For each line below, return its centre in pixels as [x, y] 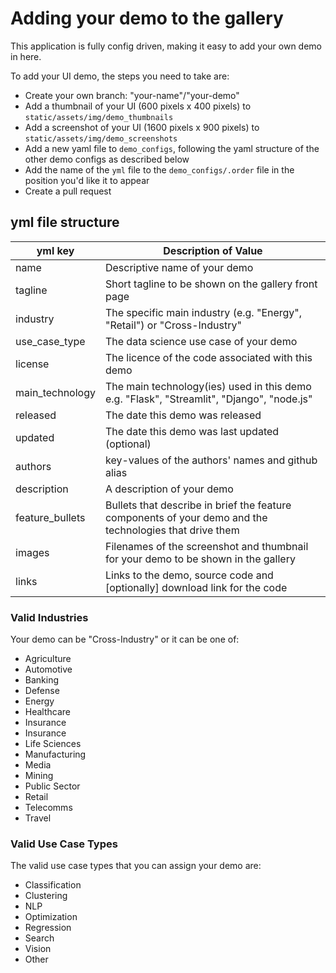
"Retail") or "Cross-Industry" [173, 325]
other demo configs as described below [107, 159]
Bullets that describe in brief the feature [198, 505]
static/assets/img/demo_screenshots [101, 138]
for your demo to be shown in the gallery [200, 559]
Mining [39, 776]
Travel [38, 818]
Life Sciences [53, 744]
